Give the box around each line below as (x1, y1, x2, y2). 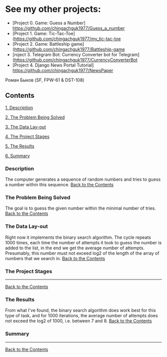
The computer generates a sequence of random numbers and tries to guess (5, 176, 161, 182)
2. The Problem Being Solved (5, 114, 65, 120)
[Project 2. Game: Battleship (12, 41, 70, 47)
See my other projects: (5, 3, 101, 15)
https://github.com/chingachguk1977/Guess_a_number (12, 25, 125, 31)
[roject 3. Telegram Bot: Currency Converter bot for (12, 51, 118, 58)
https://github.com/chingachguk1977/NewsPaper (12, 67, 113, 73)
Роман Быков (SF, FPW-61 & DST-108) (5, 77, 84, 83)
